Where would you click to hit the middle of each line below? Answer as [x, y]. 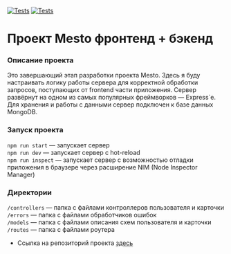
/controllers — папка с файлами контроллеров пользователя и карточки [116, 208]
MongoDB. [22, 112]
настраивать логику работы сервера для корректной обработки [103, 82]
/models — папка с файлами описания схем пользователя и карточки [109, 222]
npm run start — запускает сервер [58, 145]
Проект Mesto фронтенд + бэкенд [110, 39]
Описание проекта [40, 60]
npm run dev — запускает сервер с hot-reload [74, 152]
